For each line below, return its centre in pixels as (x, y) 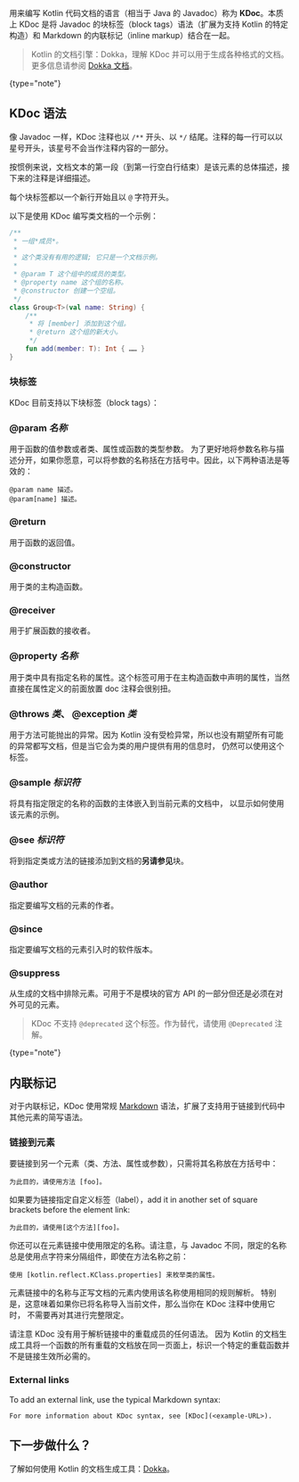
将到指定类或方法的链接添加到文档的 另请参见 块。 (99, 861)
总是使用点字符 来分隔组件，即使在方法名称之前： (99, 1256)
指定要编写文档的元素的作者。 (64, 905)
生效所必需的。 (67, 1356)
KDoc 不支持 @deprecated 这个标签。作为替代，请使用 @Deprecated (152, 1024)
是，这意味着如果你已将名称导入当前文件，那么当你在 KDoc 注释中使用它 (142, 1304)
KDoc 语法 (38, 114)
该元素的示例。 (36, 815)
